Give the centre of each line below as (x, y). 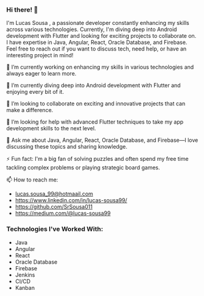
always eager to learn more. (41, 74)
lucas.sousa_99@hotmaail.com (54, 194)
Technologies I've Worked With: (55, 229)
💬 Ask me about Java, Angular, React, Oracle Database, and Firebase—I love (102, 140)
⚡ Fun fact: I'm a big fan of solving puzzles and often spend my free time (97, 159)
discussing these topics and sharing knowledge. (67, 147)
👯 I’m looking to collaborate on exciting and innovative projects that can (96, 104)
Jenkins (25, 275)
